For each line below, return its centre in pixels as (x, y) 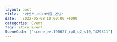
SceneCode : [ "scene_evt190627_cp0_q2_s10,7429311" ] (59, 32)
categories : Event (24, 23)
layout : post (18, 9)
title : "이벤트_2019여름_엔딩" (35, 14)
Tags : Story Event (24, 28)
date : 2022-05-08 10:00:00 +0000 (41, 18)
